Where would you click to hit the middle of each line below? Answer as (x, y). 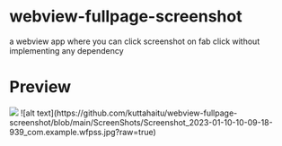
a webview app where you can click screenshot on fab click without (135, 41)
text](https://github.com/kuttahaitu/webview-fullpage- (137, 113)
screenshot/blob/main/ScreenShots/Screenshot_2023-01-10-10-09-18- (141, 122)
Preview (40, 87)
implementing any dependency (66, 50)
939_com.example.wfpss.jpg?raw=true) (83, 132)
